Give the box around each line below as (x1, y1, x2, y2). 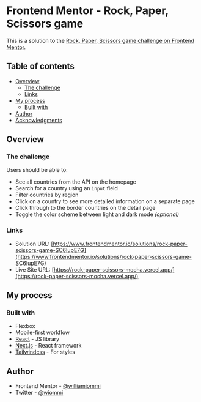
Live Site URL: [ (15, 266, 54, 273)
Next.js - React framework (15, 342, 82, 349)
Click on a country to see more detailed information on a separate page (15, 198, 196, 205)
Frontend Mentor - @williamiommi (15, 382, 101, 390)
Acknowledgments (15, 116, 63, 124)
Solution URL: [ (15, 240, 53, 247)
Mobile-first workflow (15, 329, 70, 337)
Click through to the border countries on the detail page (15, 204, 156, 212)
